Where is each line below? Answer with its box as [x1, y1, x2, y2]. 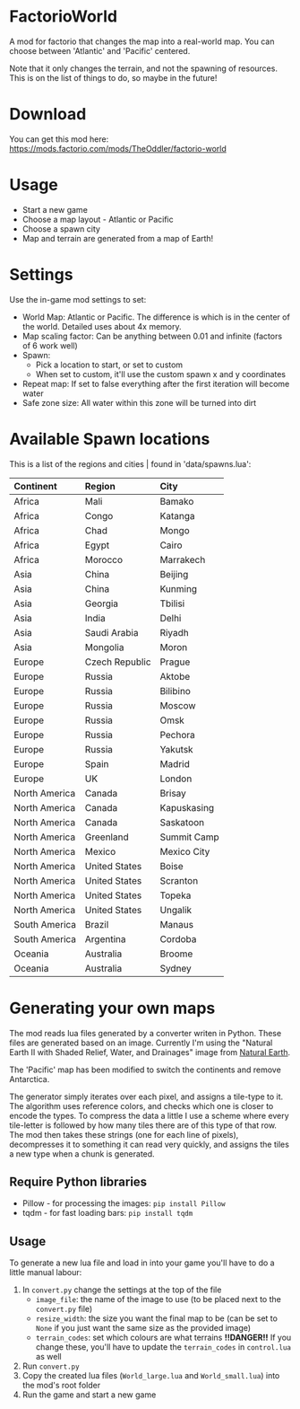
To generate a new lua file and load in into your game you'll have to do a [9, 1257, 275, 1268]
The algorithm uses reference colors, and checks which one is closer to [9, 1100, 274, 1111]
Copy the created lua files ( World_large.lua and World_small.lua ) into [21, 1370, 280, 1381]
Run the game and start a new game [21, 1389, 157, 1400]
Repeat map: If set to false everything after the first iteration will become [21, 378, 290, 389]
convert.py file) [35, 1304, 93, 1315]
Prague [159, 656, 191, 668]
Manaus [159, 918, 194, 930]
